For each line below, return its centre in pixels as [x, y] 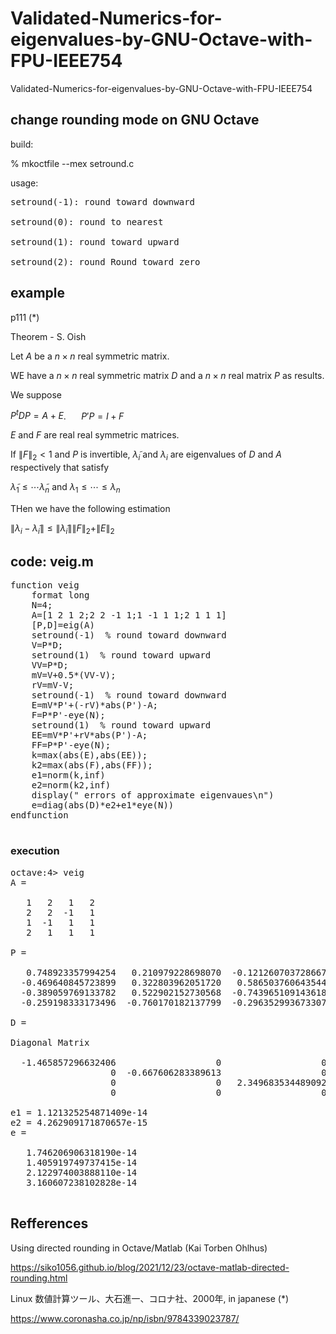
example [38, 293]
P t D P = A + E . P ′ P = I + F [67, 415]
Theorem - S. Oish [48, 336]
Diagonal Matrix [50, 1042]
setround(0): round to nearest [87, 221]
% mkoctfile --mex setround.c [72, 163]
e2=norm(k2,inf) [71, 785]
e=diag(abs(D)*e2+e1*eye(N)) [103, 805]
